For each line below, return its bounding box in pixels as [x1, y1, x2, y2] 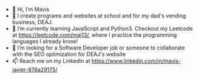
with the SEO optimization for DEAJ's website [12, 51, 126, 57]
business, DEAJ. [12, 19, 53, 25]
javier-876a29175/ [12, 66, 58, 73]
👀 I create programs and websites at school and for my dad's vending [12, 12, 186, 19]
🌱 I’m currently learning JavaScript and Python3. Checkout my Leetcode [12, 25, 193, 32]
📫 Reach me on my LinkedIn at [12, 57, 90, 65]
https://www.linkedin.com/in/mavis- [91, 57, 181, 65]
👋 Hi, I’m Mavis [12, 6, 50, 13]
